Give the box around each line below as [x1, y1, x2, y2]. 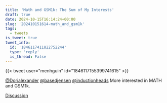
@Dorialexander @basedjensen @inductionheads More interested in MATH [5, 77, 162, 83]
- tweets [10, 31, 28, 36]
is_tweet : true [5, 36, 37, 41]
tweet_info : [5, 40, 30, 45]
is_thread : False [10, 54, 47, 59]
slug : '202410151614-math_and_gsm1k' [5, 21, 85, 27]
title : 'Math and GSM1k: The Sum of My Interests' [5, 7, 114, 13]
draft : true [5, 12, 30, 17]
